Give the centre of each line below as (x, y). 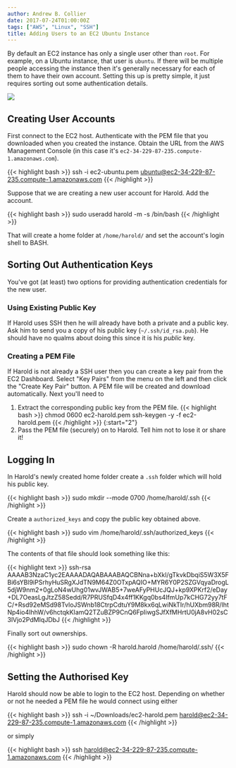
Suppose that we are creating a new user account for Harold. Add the (108, 193)
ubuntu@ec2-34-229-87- (178, 172)
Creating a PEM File (41, 357)
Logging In (31, 460)
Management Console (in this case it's (63, 151)
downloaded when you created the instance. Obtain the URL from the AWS (116, 143)
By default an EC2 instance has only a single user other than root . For (108, 54)
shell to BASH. (28, 243)
